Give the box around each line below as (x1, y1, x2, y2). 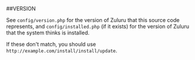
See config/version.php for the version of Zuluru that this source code (6, 17, 180, 23)
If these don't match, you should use (6, 41, 97, 48)
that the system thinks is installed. (6, 29, 90, 36)
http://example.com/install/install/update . (6, 47, 117, 54)
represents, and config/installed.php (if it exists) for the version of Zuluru (6, 23, 190, 30)
